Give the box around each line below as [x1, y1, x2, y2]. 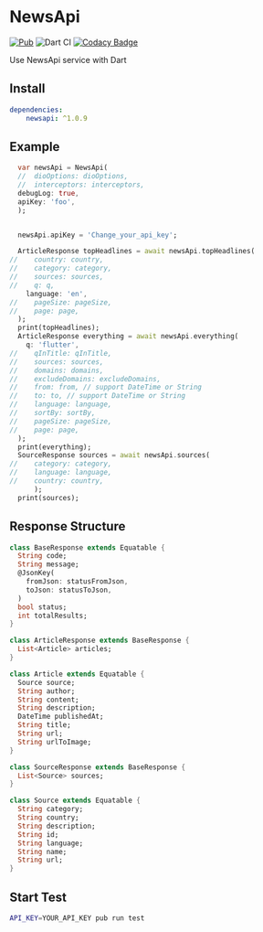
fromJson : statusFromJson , [26, 577, 129, 586]
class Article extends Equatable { [9, 670, 145, 679]
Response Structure [9, 519, 126, 534]
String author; [17, 686, 76, 696]
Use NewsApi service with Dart [9, 54, 127, 65]
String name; [17, 847, 68, 856]
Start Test [9, 889, 67, 905]
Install [9, 80, 46, 97]
